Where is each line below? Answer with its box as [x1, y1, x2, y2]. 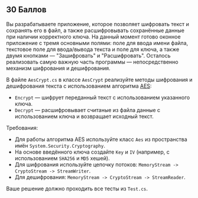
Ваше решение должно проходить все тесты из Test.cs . [6, 185, 148, 192]
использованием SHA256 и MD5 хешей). [14, 154, 111, 162]
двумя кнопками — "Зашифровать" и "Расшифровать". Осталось [6, 52, 171, 59]
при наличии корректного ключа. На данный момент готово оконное [6, 33, 181, 40]
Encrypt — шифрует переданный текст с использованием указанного [14, 94, 190, 101]
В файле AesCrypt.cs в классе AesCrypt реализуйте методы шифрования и [6, 76, 193, 83]
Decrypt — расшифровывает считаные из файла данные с [14, 106, 161, 113]
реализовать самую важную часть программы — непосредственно [6, 58, 178, 65]
